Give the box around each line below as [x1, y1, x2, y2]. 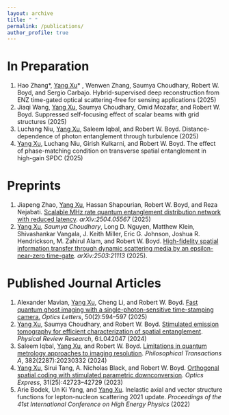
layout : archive [7, 10, 53, 17]
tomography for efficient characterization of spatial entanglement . [16, 327, 203, 336]
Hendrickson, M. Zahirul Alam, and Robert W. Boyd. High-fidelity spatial [16, 237, 219, 245]
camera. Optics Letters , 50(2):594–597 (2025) [16, 313, 148, 321]
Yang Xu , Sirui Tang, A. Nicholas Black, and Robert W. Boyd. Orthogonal [16, 364, 219, 372]
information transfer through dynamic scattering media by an [16, 244, 189, 253]
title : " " [7, 16, 38, 23]
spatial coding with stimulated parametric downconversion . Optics [16, 371, 204, 379]
